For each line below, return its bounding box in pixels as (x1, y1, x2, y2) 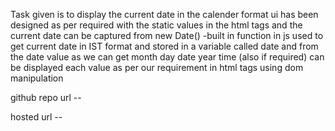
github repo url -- (10, 92, 82, 103)
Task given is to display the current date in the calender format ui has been (10, 9, 319, 20)
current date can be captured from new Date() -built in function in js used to (10, 30, 324, 41)
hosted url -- (10, 111, 63, 123)
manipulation (10, 72, 64, 84)
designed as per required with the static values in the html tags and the (10, 19, 303, 31)
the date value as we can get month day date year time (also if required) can (10, 51, 325, 63)
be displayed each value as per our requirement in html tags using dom (10, 62, 304, 73)
